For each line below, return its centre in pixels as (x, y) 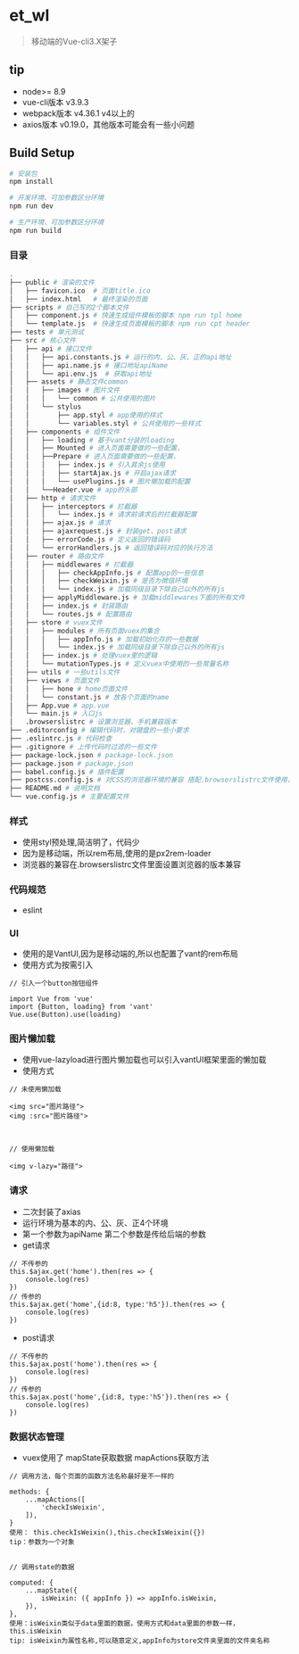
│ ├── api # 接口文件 (50, 349)
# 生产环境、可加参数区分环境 (57, 223)
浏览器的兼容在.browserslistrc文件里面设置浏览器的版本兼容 (132, 864)
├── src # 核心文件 (43, 341)
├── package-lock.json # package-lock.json (91, 755)
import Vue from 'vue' (51, 999)
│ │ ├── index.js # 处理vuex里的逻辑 (83, 656)
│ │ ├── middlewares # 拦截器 (71, 564)
